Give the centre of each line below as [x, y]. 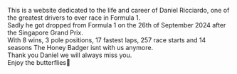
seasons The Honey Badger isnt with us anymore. [80, 48]
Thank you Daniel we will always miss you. [70, 55]
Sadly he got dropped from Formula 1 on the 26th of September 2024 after [117, 25]
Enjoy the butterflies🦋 [39, 62]
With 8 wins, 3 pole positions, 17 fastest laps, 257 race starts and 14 [107, 40]
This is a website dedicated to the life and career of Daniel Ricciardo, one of [118, 10]
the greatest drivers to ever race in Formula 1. [74, 18]
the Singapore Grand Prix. [45, 32]
